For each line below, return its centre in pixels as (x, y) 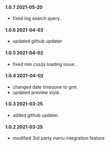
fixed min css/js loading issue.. (45, 64)
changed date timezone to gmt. (45, 87)
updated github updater (37, 41)
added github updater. (36, 115)
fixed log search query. (37, 18)
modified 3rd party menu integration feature (59, 138)
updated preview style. (36, 92)
